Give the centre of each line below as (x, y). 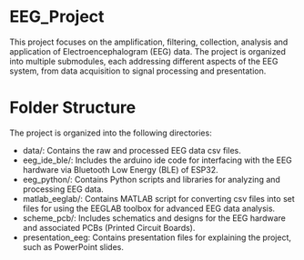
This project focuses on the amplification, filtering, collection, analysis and (149, 42)
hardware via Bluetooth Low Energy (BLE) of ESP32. (120, 169)
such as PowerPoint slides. (73, 246)
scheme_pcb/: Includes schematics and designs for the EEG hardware (154, 218)
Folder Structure (73, 108)
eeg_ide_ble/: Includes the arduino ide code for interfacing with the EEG (157, 160)
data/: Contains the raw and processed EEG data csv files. (132, 150)
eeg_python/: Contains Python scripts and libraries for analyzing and (151, 179)
